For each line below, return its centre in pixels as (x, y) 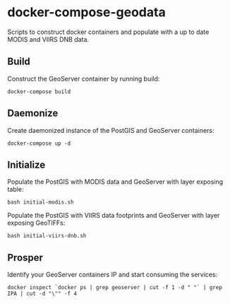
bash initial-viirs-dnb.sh (47, 236)
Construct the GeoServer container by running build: (84, 78)
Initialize (26, 164)
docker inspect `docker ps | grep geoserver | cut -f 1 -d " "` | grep (115, 288)
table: (16, 189)
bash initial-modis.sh (41, 202)
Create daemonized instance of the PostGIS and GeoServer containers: (111, 130)
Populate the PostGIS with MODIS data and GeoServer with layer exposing (115, 182)
